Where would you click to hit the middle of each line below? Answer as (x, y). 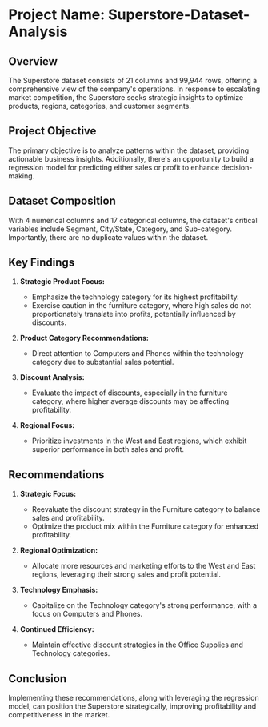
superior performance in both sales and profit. (108, 449)
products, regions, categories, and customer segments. (100, 106)
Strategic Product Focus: (62, 282)
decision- (237, 167)
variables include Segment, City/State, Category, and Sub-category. (120, 229)
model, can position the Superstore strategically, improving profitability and (132, 706)
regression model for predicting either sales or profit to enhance (114, 167)
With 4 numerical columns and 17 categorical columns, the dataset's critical (133, 220)
